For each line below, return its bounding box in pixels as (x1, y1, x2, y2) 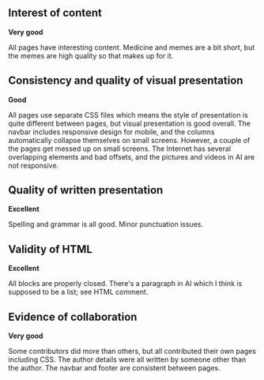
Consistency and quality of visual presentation (8, 74, 243, 88)
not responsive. (8, 160, 59, 170)
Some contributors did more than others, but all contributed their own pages (8, 347, 257, 356)
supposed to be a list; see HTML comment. (8, 288, 149, 297)
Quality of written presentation (8, 183, 164, 197)
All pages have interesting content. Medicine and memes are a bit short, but (8, 43, 255, 52)
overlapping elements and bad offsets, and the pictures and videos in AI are (8, 152, 255, 161)
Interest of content (8, 6, 103, 20)
